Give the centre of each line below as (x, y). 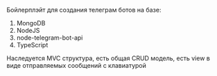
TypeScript (32, 45)
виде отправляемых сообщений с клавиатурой (76, 65)
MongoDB (31, 23)
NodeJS (28, 30)
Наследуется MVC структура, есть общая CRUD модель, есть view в (108, 58)
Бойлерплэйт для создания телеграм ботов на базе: (84, 10)
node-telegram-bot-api (50, 38)
